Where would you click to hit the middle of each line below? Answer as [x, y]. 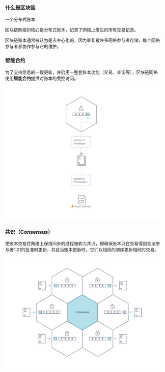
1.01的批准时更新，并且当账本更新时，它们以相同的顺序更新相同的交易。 [86, 249]
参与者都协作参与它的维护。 [33, 46]
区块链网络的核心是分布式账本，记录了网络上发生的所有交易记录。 [72, 30]
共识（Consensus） [29, 232]
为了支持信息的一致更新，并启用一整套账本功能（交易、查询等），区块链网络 [82, 72]
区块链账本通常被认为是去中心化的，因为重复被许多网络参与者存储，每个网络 [82, 40]
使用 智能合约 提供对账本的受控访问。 [42, 78]
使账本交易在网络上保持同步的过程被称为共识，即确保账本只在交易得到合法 [80, 243]
